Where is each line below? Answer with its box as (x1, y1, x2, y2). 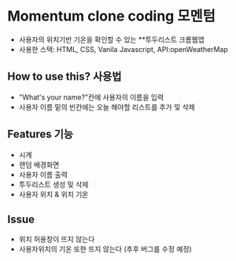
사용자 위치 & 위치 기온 (18, 189, 89, 199)
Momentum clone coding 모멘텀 (7, 7, 216, 25)
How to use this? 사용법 (7, 70, 122, 84)
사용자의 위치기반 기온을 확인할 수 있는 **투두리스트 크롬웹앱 (18, 35, 205, 44)
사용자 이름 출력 (18, 170, 68, 179)
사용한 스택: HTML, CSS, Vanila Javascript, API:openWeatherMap (18, 44, 229, 54)
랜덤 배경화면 (18, 159, 60, 170)
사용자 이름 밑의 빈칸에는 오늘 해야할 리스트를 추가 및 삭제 (18, 102, 196, 111)
